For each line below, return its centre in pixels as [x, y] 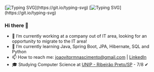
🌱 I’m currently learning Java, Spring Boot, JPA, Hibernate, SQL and [80, 47]
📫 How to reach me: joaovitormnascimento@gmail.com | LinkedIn [79, 57]
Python [19, 52]
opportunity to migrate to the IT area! [49, 41]
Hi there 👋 [17, 25]
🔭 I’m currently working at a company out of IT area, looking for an [79, 36]
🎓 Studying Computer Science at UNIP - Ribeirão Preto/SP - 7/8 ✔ [80, 65]
